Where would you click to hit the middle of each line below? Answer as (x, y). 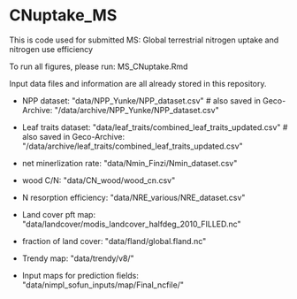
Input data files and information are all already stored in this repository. (138, 83)
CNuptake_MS (63, 15)
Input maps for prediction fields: (80, 275)
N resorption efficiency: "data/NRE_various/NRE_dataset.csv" (133, 197)
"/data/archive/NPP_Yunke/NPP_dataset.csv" (137, 110)
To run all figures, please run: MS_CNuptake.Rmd (99, 66)
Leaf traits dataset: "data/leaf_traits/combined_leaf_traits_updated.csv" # (155, 127)
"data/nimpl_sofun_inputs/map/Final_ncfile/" (103, 285)
